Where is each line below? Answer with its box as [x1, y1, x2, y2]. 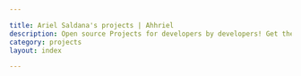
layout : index [9, 46, 63, 55]
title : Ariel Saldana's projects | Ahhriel [9, 21, 175, 30]
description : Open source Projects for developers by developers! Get [9, 29, 279, 38]
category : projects [9, 38, 82, 46]
